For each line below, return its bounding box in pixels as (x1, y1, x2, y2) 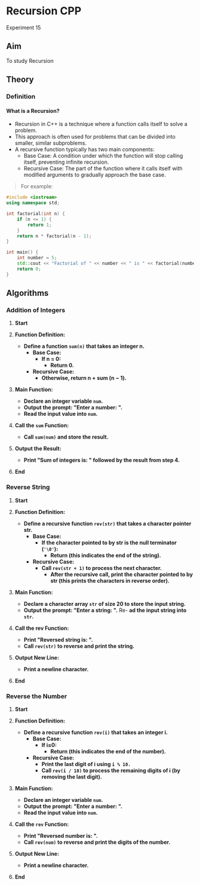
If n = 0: (41, 356, 61, 363)
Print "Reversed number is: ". (23, 832, 98, 839)
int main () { (6, 249, 39, 255)
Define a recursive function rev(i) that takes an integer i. (23, 728, 168, 736)
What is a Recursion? (6, 107, 60, 114)
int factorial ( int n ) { (6, 211, 65, 217)
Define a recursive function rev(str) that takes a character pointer (23, 520, 192, 527)
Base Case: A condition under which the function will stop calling (23, 152, 183, 160)
